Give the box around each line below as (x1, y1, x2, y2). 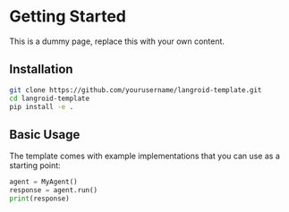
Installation (9, 62, 73, 77)
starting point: (9, 160, 61, 171)
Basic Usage (9, 127, 81, 142)
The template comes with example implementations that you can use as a (9, 150, 280, 162)
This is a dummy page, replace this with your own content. (9, 36, 225, 47)
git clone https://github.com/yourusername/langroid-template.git (9, 85, 262, 95)
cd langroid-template (9, 94, 90, 103)
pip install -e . (9, 102, 74, 111)
